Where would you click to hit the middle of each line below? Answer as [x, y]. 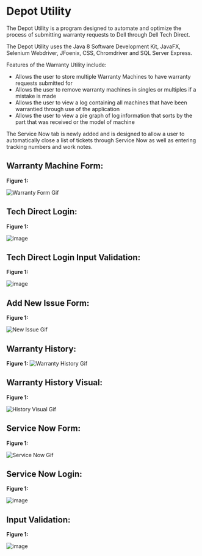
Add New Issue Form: [48, 303]
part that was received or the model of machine [75, 122]
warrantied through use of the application [67, 109]
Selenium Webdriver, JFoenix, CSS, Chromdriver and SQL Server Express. [99, 52]
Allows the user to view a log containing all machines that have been [101, 103]
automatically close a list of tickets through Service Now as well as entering [101, 140]
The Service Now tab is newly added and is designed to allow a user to [96, 134]
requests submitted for [44, 83]
